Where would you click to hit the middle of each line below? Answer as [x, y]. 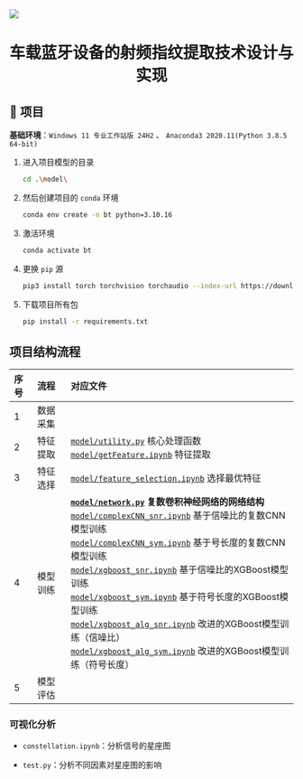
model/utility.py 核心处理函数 [136, 441]
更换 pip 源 [43, 268]
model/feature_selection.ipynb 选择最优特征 [166, 478]
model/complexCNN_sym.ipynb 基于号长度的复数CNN [178, 543]
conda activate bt [57, 250]
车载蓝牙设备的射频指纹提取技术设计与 [152, 53]
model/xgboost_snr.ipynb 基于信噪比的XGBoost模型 [179, 570]
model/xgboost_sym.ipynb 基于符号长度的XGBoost [175, 597]
